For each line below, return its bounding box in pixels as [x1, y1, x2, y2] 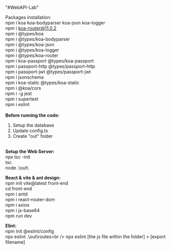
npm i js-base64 [5, 207, 40, 213]
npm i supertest [5, 96, 38, 102]
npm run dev [5, 213, 32, 219]
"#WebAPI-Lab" [5, 5, 39, 10]
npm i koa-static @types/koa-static [5, 79, 80, 86]
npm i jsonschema [5, 74, 44, 80]
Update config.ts [12, 128, 48, 134]
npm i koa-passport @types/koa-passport [5, 58, 94, 64]
